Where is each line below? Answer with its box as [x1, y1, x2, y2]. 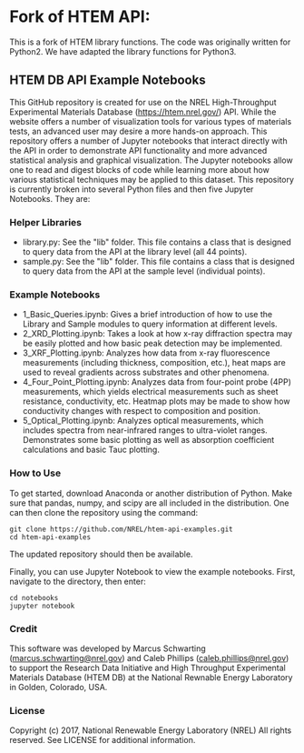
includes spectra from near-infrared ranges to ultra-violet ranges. [22, 425, 268, 436]
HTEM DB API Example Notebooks [9, 73, 206, 88]
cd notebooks [9, 593, 59, 602]
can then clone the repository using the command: [9, 507, 199, 517]
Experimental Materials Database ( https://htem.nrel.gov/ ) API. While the [9, 106, 277, 117]
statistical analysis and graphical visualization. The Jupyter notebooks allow [9, 155, 293, 166]
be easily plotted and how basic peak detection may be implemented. [22, 338, 283, 349]
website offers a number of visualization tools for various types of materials [9, 115, 292, 126]
